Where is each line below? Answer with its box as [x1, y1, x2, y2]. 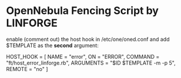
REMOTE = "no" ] [6, 65, 48, 72]
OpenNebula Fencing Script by [6, 4, 159, 17]
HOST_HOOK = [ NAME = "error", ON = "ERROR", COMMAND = [6, 53, 160, 60]
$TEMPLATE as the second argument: [6, 42, 99, 49]
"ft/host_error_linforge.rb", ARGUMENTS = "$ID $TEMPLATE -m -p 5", [6, 59, 176, 66]
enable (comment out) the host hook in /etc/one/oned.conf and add [6, 36, 170, 42]
